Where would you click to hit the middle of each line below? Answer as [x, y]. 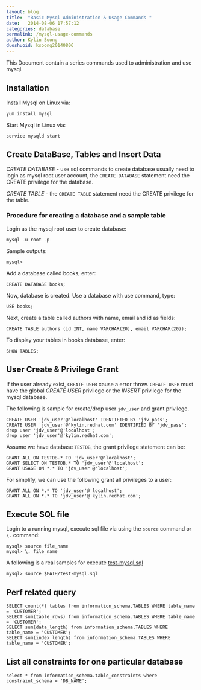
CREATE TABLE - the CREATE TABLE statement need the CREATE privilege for [100, 193]
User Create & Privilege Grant [62, 370]
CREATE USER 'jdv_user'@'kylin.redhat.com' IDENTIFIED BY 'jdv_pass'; [97, 425]
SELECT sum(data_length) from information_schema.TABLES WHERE [87, 628]
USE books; [20, 306]
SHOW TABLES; [23, 351]
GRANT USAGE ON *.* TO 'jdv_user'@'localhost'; [67, 468]
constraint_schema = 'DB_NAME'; [47, 681]
